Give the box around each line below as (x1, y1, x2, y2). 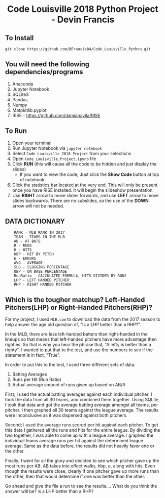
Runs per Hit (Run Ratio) (12, 376, 62, 382)
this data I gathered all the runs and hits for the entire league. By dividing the (5, 427, 161, 433)
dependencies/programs (5, 68, 83, 76)
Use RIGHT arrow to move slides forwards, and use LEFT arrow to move (12, 192, 159, 198)
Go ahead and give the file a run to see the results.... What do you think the (5, 483, 157, 489)
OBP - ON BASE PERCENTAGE (14, 269, 67, 274)
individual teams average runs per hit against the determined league (5, 438, 144, 444)
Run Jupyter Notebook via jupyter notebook (12, 145, 102, 151)
